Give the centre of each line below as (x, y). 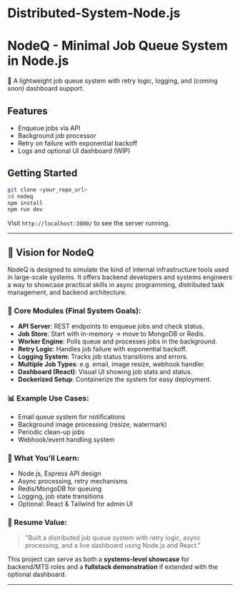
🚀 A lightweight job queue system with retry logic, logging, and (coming (112, 81)
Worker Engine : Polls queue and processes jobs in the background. (117, 341)
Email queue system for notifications (71, 416)
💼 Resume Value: (37, 522)
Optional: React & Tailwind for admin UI (75, 503)
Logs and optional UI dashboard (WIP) (74, 151)
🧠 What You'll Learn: (44, 458)
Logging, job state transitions (61, 496)
